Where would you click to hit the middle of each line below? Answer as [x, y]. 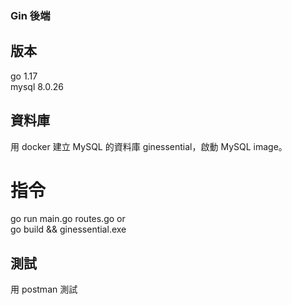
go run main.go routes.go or [68, 219]
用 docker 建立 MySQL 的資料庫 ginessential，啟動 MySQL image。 [149, 146]
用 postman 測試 [44, 289]
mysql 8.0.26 [37, 86]
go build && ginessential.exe [68, 229]
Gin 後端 [30, 15]
